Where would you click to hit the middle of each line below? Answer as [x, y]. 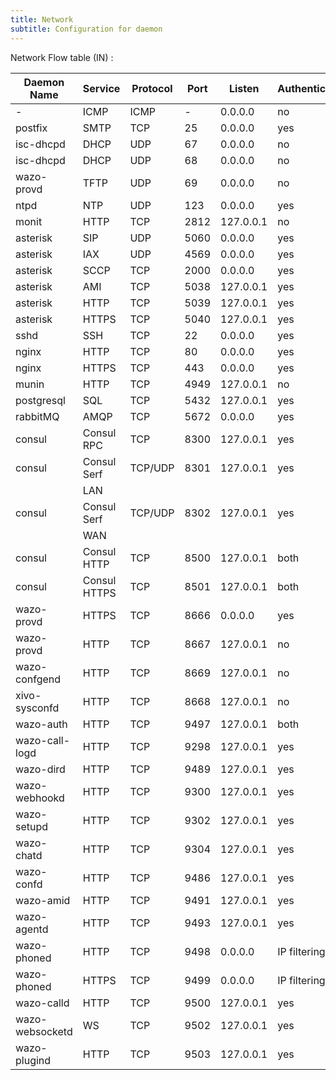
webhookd [40, 798]
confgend [38, 679]
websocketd [44, 1031]
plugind [33, 1060]
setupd [32, 826]
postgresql [40, 400]
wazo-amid [43, 900]
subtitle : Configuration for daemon [86, 29]
